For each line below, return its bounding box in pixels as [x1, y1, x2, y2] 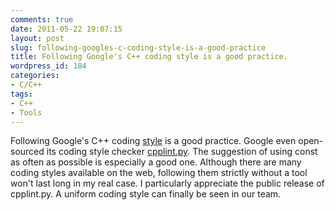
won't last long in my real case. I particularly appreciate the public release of [10, 177, 325, 190]
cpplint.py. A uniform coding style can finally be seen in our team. [10, 188, 282, 200]
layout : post [10, 33, 65, 43]
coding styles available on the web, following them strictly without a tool [10, 167, 308, 179]
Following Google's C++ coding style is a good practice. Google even [10, 135, 297, 147]
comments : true [10, 14, 74, 25]
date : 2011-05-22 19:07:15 [10, 24, 123, 34]
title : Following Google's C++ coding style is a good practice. [10, 52, 288, 62]
